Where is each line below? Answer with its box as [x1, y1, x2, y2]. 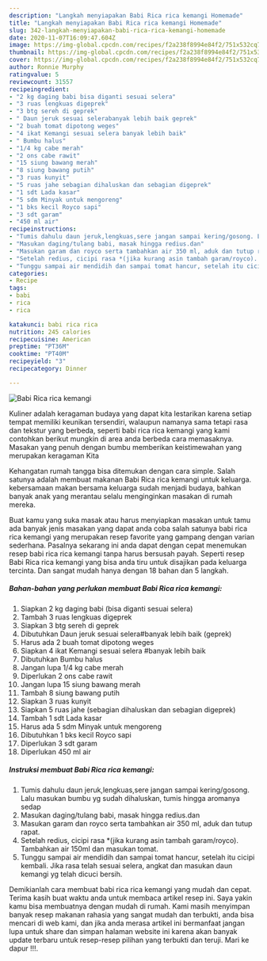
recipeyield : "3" [9, 357, 67, 365]
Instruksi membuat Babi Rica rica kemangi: [9, 765, 154, 775]
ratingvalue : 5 [9, 71, 59, 78]
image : [9, 41, 31, 49]
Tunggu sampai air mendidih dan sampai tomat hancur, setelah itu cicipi [20, 852, 255, 862]
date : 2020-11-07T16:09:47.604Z [9, 33, 116, 42]
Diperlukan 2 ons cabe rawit [20, 671, 113, 681]
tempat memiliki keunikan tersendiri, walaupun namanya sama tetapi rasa [9, 417, 249, 426]
